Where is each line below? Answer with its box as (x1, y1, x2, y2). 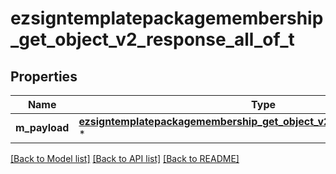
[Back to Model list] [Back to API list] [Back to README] (10, 153, 240, 164)
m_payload (15, 121, 70, 134)
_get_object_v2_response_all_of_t (10, 28, 295, 51)
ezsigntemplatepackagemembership (10, 7, 324, 30)
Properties (10, 68, 78, 85)
